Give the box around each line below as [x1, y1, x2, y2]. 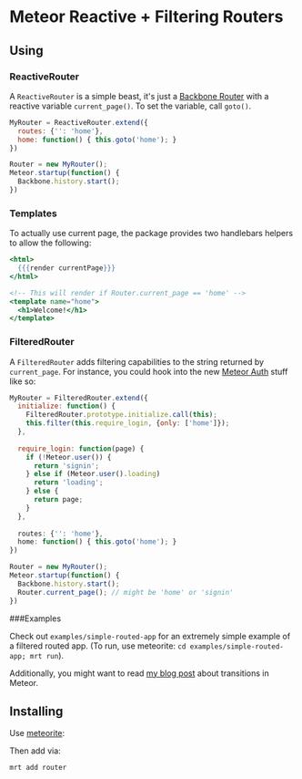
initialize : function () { [17, 401, 116, 411]
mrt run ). [29, 649, 65, 660]
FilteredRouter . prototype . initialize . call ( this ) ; [25, 410, 218, 420]
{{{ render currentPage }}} [17, 264, 116, 273]
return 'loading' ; [33, 478, 104, 487]
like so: [9, 376, 36, 387]
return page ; [33, 495, 84, 504]
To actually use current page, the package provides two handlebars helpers [9, 228, 294, 239]
